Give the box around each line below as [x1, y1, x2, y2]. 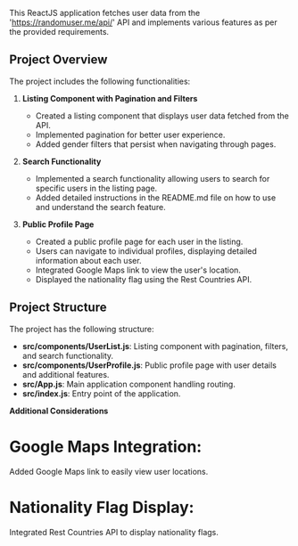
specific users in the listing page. [35, 183, 158, 193]
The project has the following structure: [9, 323, 154, 334]
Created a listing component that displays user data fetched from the [35, 110, 290, 121]
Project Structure [9, 300, 107, 315]
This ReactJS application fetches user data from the [9, 8, 201, 18]
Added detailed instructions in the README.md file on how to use [35, 192, 277, 203]
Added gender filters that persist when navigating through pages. [35, 138, 277, 150]
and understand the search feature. [35, 201, 167, 212]
